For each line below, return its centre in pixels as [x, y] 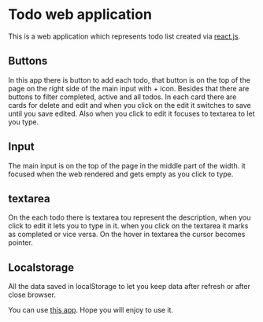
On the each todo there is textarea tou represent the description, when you [130, 217]
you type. [24, 122]
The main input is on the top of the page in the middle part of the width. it [127, 165]
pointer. [20, 242]
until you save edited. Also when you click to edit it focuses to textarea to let [131, 113]
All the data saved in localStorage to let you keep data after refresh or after [129, 287]
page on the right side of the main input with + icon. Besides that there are [129, 88]
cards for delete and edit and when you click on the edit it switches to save [130, 105]
